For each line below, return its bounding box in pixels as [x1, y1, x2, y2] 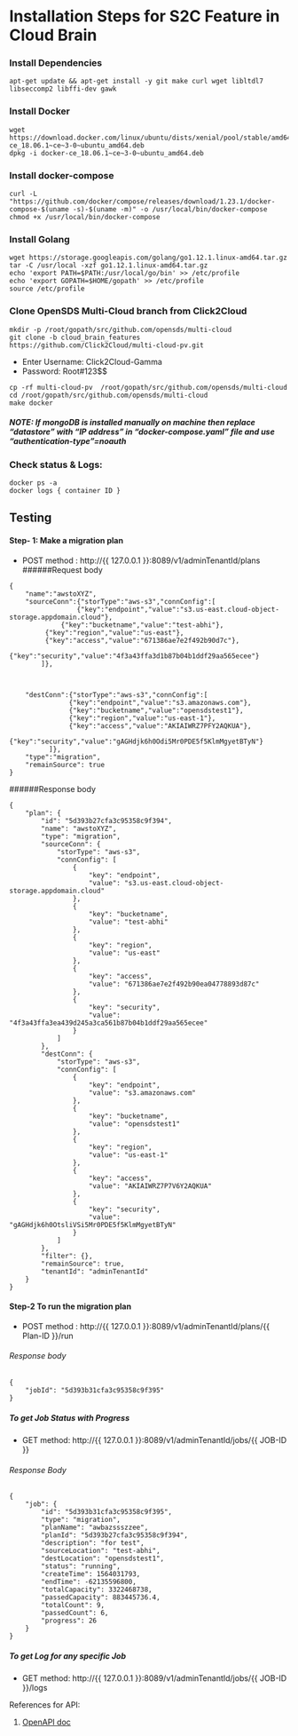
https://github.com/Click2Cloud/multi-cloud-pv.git [9, 340, 204, 350]
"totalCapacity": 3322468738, [41, 1585, 153, 1595]
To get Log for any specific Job [9, 1650, 127, 1661]
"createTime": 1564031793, [41, 1570, 141, 1579]
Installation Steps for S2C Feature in [9, 6, 280, 27]
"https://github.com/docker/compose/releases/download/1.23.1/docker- [9, 197, 276, 206]
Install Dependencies [9, 57, 103, 69]
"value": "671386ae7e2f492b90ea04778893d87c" [88, 979, 260, 988]
